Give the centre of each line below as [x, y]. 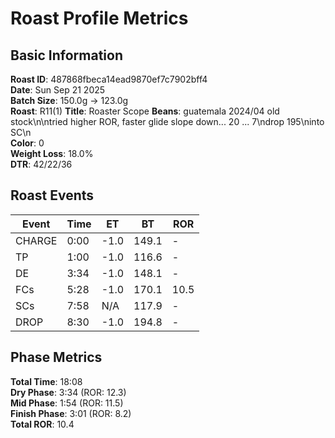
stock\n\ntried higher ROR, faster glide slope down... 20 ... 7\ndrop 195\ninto [167, 121]
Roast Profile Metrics [99, 18]
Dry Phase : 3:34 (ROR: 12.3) [68, 392]
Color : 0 [27, 143]
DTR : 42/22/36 [41, 164]
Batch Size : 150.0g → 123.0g [69, 100]
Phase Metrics [56, 357]
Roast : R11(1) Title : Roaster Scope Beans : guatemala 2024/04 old [145, 111]
